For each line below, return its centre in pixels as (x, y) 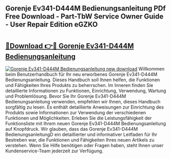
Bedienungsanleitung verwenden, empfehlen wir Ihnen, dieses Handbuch (83, 102)
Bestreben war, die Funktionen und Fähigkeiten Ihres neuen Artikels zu (80, 140)
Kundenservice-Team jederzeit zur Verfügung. (54, 151)
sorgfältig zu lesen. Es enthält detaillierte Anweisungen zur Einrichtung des (85, 107)
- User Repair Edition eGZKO (52, 24)
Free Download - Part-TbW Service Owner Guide (84, 17)
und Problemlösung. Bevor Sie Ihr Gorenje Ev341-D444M (66, 96)
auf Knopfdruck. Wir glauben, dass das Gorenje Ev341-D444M (72, 129)
